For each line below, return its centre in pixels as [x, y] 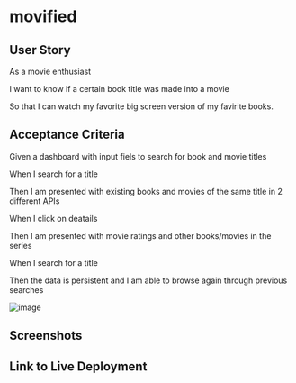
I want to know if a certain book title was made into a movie [119, 89]
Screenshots [46, 336]
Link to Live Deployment [78, 366]
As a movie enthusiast [50, 71]
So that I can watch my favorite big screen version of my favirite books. [142, 106]
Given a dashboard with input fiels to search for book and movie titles [138, 156]
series [21, 245]
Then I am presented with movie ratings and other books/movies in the [140, 235]
